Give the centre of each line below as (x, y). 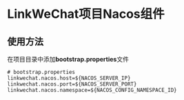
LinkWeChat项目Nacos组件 (86, 14)
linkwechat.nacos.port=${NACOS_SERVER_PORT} (72, 84)
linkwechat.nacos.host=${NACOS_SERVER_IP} (69, 78)
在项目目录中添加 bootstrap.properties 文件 (68, 59)
